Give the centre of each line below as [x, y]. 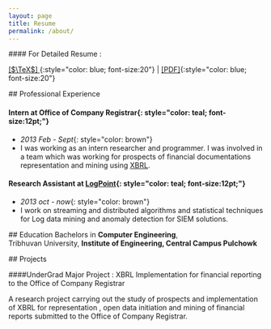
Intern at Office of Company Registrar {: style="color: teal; [108, 112]
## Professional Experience [55, 94]
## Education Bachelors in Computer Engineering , [93, 234]
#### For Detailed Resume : [55, 54]
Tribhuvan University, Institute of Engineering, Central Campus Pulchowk [133, 243]
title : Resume [32, 23]
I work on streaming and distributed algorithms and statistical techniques [142, 210]
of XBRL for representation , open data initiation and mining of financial [127, 307]
